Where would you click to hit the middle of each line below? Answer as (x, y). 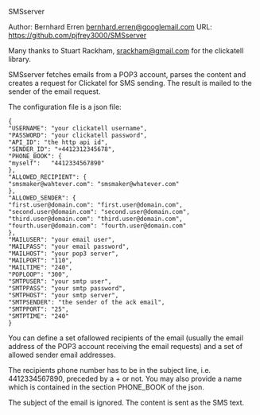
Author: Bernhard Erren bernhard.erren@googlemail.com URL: (110, 27)
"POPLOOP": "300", (39, 274)
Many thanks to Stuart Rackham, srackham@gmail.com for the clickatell (126, 50)
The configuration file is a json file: (65, 107)
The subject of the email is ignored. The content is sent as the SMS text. (126, 402)
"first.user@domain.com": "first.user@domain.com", (95, 205)
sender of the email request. (54, 91)
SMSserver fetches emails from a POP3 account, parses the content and (127, 74)
